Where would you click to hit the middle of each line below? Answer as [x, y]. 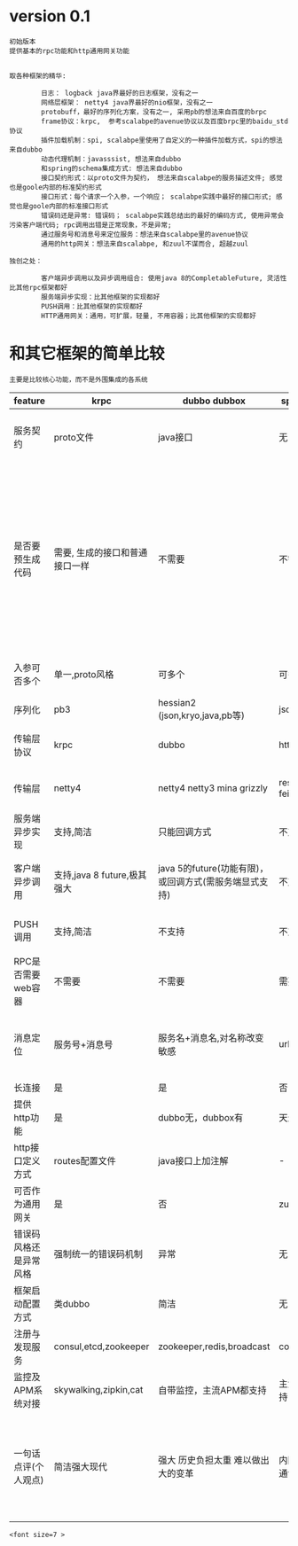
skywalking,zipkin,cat [98, 1389]
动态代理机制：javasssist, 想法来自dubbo [111, 159]
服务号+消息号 [83, 1044]
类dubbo [72, 1303]
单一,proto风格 [84, 674]
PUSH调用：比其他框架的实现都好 [92, 306]
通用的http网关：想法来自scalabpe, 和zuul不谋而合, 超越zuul [145, 244]
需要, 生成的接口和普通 [101, 552]
